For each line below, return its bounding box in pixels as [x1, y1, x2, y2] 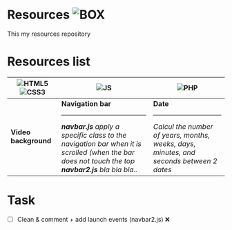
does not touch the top [61, 156, 135, 165]
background [10, 136, 52, 146]
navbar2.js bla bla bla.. [61, 165, 138, 174]
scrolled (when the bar [61, 147, 135, 157]
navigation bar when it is [61, 138, 142, 148]
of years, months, [153, 130, 211, 140]
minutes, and [153, 147, 195, 157]
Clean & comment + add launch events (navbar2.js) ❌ [17, 215, 171, 223]
